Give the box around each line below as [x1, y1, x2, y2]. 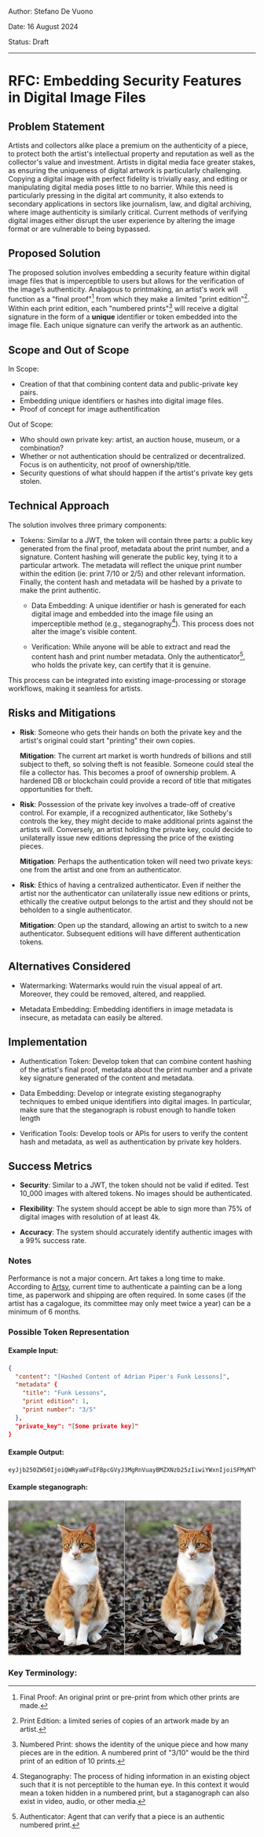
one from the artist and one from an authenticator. [19, 864, 182, 874]
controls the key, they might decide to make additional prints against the [19, 816, 253, 826]
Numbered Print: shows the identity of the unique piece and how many [19, 1740, 249, 1749]
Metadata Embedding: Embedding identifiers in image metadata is [19, 1004, 233, 1014]
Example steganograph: [8, 1483, 88, 1492]
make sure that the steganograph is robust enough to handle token [19, 1105, 236, 1114]
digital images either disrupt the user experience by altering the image [8, 216, 236, 225]
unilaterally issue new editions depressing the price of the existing [19, 833, 234, 842]
